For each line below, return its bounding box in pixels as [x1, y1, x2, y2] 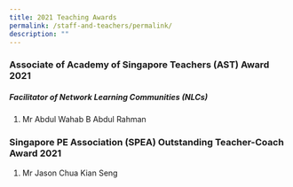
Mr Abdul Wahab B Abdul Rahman [21, 114, 146, 125]
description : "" [9, 29, 69, 38]
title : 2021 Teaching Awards [9, 12, 117, 22]
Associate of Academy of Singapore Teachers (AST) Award [9, 58, 270, 71]
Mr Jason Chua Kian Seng [21, 168, 118, 178]
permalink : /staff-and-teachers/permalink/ [9, 21, 173, 30]
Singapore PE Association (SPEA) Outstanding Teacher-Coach [9, 136, 284, 149]
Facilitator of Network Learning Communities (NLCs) [9, 91, 209, 102]
